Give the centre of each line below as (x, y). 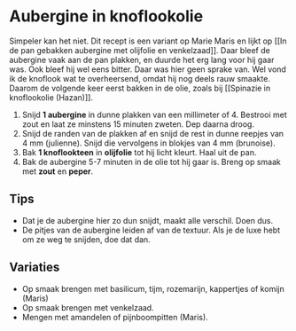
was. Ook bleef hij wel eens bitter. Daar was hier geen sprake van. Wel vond (148, 69)
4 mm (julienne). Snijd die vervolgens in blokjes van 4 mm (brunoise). (149, 143)
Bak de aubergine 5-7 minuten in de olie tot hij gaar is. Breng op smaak (151, 162)
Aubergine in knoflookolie (106, 16)
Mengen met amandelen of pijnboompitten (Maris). (115, 317)
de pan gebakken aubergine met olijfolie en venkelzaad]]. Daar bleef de (140, 50)
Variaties (35, 268)
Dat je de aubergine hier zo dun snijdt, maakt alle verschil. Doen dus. (147, 220)
